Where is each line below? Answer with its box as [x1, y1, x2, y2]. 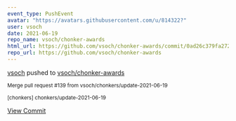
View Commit [7, 106, 46, 115]
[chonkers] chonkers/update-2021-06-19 [7, 94, 107, 101]
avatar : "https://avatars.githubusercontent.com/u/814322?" [7, 17, 188, 24]
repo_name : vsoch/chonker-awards [7, 36, 105, 43]
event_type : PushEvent [7, 10, 74, 17]
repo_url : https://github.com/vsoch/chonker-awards [7, 50, 162, 57]
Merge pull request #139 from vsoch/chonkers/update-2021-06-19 [7, 82, 168, 89]
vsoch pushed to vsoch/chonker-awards [7, 68, 125, 77]
